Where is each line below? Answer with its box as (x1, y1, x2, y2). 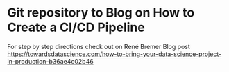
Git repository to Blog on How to (7, 5, 195, 21)
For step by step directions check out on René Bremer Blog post (7, 42, 191, 51)
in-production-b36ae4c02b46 (7, 57, 94, 65)
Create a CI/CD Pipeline (7, 19, 146, 35)
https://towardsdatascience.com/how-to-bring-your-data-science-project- (7, 50, 222, 58)
